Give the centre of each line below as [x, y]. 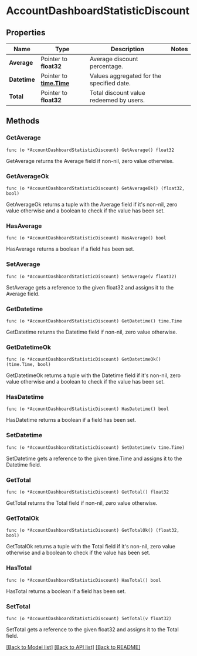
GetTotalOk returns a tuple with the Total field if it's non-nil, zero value [91, 547]
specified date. [110, 83]
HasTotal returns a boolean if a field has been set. [66, 591]
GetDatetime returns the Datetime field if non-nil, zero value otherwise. [92, 332]
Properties [26, 33]
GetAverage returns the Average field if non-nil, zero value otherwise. [90, 161]
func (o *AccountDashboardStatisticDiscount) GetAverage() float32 [90, 150]
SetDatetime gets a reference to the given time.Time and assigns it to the [94, 458]
